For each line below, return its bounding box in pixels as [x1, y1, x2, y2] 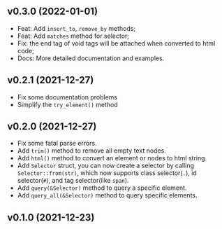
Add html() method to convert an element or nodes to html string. [17, 154, 207, 162]
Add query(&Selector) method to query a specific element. [17, 183, 187, 192]
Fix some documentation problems [17, 92, 117, 101]
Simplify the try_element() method [17, 100, 119, 109]
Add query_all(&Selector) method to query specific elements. [17, 191, 198, 200]
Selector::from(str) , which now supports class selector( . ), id [17, 169, 197, 177]
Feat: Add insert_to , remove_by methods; [17, 24, 136, 32]
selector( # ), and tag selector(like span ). [17, 176, 129, 185]
